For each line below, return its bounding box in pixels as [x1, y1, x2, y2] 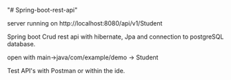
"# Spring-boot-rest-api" [7, 6, 78, 14]
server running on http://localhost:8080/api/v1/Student [7, 19, 163, 27]
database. [7, 40, 36, 48]
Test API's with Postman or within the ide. [7, 67, 125, 74]
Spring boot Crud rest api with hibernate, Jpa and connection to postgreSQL [7, 32, 224, 41]
